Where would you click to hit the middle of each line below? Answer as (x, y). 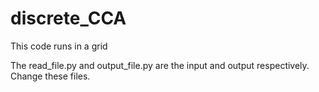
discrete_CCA (68, 18)
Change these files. (50, 76)
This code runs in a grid (59, 46)
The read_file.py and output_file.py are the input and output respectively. (160, 65)
